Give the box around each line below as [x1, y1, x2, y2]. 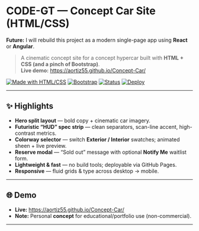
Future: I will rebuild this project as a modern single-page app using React [6, 36, 188, 43]
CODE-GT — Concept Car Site [6, 4, 156, 18]
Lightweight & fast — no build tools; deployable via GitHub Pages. [14, 161, 177, 168]
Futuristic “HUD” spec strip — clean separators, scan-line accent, [14, 123, 178, 130]
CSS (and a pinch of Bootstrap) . [20, 61, 100, 68]
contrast [14, 129, 36, 137]
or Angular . [6, 43, 35, 50]
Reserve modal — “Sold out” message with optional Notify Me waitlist [14, 148, 187, 156]
